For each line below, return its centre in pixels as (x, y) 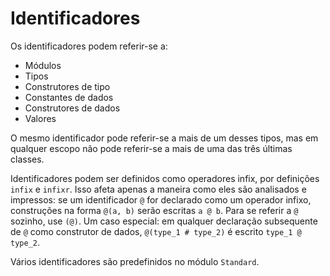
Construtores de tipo (67, 86)
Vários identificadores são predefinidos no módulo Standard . (135, 261)
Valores (40, 118)
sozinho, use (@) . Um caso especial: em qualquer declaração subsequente (164, 221)
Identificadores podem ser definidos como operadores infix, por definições (165, 178)
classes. (27, 159)
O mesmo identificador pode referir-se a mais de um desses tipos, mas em (164, 138)
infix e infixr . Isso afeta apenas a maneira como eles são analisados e (158, 189)
